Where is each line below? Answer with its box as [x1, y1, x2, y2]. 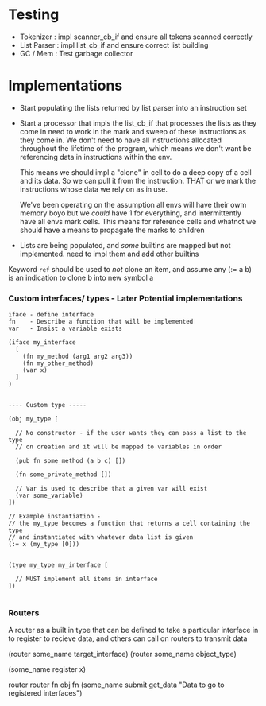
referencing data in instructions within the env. [19, 152, 172, 161]
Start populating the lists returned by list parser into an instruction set [19, 103, 248, 112]
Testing [8, 6, 60, 24]
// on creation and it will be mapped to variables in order [15, 443, 222, 451]
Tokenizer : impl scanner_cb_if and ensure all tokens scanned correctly [19, 32, 253, 41]
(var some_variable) [15, 491, 83, 500]
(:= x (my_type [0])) [8, 541, 80, 549]
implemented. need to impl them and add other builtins [19, 249, 199, 258]
